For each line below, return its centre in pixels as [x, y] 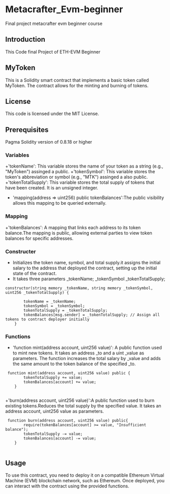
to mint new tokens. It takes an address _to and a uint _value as [78, 353]
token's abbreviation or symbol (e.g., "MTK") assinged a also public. [77, 177]
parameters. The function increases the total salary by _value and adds [87, 359]
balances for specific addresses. [39, 238]
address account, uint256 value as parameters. [55, 411]
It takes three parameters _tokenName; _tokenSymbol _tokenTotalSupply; [89, 279]
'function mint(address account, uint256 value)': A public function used [87, 348]
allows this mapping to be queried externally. [59, 203]
